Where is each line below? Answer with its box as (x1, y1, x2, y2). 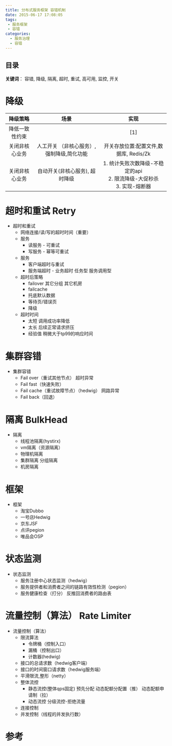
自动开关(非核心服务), (37, 167, 90, 174)
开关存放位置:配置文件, (103, 142, 158, 149)
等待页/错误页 (28, 299, 57, 305)
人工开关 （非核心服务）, (36, 142, 96, 149)
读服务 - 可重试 (28, 242, 60, 248)
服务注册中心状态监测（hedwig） (20, 578, 91, 584)
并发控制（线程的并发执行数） (20, 711, 83, 717)
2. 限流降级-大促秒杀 (108, 175, 159, 182)
